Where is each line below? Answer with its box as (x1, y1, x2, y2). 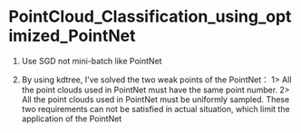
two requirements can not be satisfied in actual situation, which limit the (21, 103, 291, 114)
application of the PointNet (21, 113, 122, 124)
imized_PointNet (8, 25, 137, 46)
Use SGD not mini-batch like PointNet (21, 55, 162, 66)
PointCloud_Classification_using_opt (8, 6, 292, 27)
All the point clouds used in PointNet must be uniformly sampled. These (21, 93, 290, 105)
